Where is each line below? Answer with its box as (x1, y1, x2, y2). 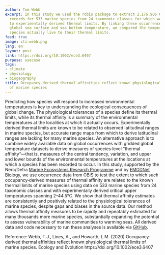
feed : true (5, 35, 27, 40)
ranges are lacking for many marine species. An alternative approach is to (5, 135, 155, 141)
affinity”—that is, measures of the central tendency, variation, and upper (5, 151, 151, 157)
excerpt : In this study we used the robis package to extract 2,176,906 (5, 12, 157, 17)
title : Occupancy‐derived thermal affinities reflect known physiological (5, 80, 162, 85)
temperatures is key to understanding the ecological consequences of (5, 104, 147, 110)
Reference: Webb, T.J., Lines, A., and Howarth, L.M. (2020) (5, 233, 125, 239)
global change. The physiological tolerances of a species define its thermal (5, 109, 157, 115)
